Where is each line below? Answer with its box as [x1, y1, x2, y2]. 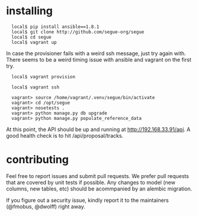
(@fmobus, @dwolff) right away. [6, 203, 86, 210]
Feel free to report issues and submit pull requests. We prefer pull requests [6, 172, 189, 179]
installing [6, 4, 53, 18]
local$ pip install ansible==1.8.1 [11, 24, 100, 30]
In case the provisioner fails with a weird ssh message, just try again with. [6, 49, 186, 57]
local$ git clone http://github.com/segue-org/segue [11, 28, 145, 35]
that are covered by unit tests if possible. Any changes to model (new [6, 179, 176, 186]
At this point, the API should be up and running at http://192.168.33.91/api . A [6, 126, 191, 133]
